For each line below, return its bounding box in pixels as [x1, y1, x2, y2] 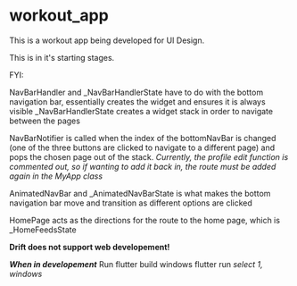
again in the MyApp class [9, 171, 103, 181]
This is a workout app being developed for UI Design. [9, 35, 205, 46]
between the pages [9, 115, 80, 126]
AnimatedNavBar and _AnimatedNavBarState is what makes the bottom [9, 188, 271, 198]
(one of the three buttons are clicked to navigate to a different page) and [9, 142, 275, 153]
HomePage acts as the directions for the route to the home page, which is [9, 214, 281, 225]
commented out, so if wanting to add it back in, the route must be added [9, 161, 276, 172]
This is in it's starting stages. [9, 52, 115, 63]
